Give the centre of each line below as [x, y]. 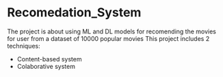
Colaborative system [46, 66]
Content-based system [49, 59]
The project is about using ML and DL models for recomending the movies [112, 31]
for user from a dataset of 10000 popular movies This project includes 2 [108, 38]
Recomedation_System [74, 13]
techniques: [24, 46]
